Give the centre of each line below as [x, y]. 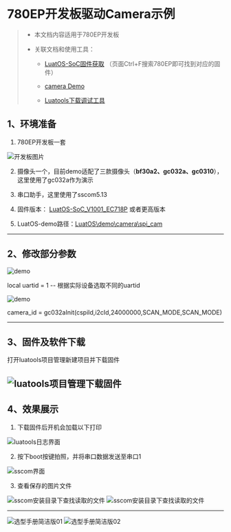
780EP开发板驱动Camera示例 [91, 14]
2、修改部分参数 [42, 254]
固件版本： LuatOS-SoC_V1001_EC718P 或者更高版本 [91, 209]
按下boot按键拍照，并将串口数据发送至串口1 [79, 456]
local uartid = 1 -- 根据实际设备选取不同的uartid [74, 285]
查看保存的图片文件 [44, 485]
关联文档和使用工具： [64, 49]
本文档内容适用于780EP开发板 [77, 34]
